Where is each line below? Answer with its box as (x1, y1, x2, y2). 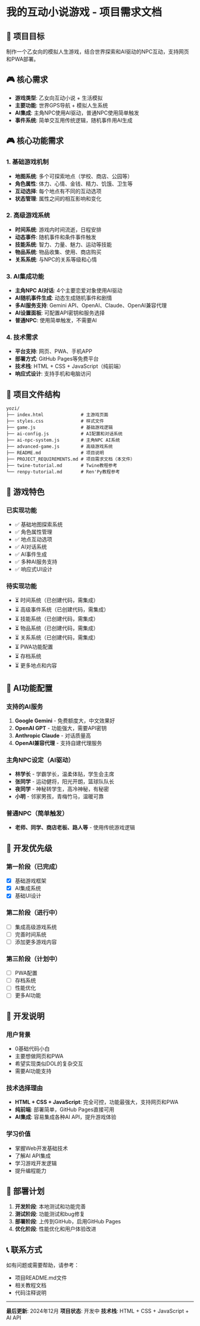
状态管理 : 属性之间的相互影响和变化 (14, 195, 102, 202)
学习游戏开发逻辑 (14, 1159, 57, 1167)
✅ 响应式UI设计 (14, 565, 52, 573)
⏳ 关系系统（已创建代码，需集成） (14, 634, 99, 641)
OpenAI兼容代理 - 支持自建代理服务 (14, 739, 102, 746)
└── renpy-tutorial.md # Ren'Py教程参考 (6, 469, 120, 475)
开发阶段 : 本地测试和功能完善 (14, 1203, 86, 1210)
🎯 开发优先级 (6, 843, 52, 853)
